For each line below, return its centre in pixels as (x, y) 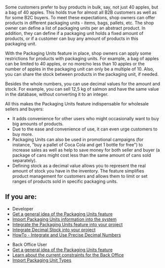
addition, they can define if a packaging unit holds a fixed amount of (74, 33)
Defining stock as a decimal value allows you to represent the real (79, 166)
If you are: (21, 197)
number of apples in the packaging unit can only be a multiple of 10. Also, (80, 69)
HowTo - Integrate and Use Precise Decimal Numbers (66, 235)
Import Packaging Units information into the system (64, 219)
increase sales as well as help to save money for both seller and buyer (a (86, 150)
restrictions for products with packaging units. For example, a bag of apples (82, 58)
